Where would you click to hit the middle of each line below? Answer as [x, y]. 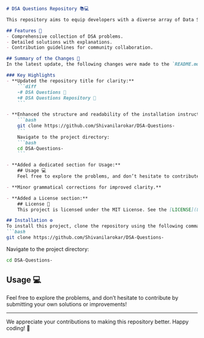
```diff [27, 86]
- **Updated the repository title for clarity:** [70, 81]
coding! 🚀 [18, 328]
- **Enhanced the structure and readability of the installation [90, 115]
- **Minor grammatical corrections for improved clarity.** [84, 187]
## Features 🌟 [24, 30]
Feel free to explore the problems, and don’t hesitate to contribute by [92, 297]
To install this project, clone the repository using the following [95, 226]
